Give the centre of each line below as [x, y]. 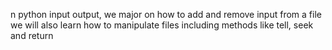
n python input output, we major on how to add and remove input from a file [166, 14]
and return [32, 35]
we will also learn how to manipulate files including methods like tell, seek [162, 25]
